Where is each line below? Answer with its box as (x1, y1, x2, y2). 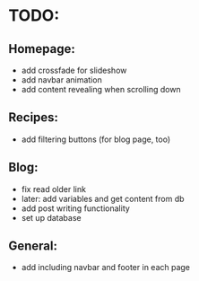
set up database (21, 212, 82, 223)
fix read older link (21, 183, 87, 194)
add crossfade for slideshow (21, 65, 127, 75)
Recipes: (8, 110, 59, 126)
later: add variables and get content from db (21, 193, 185, 204)
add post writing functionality (21, 203, 131, 214)
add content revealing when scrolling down (21, 84, 181, 94)
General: (8, 239, 58, 254)
